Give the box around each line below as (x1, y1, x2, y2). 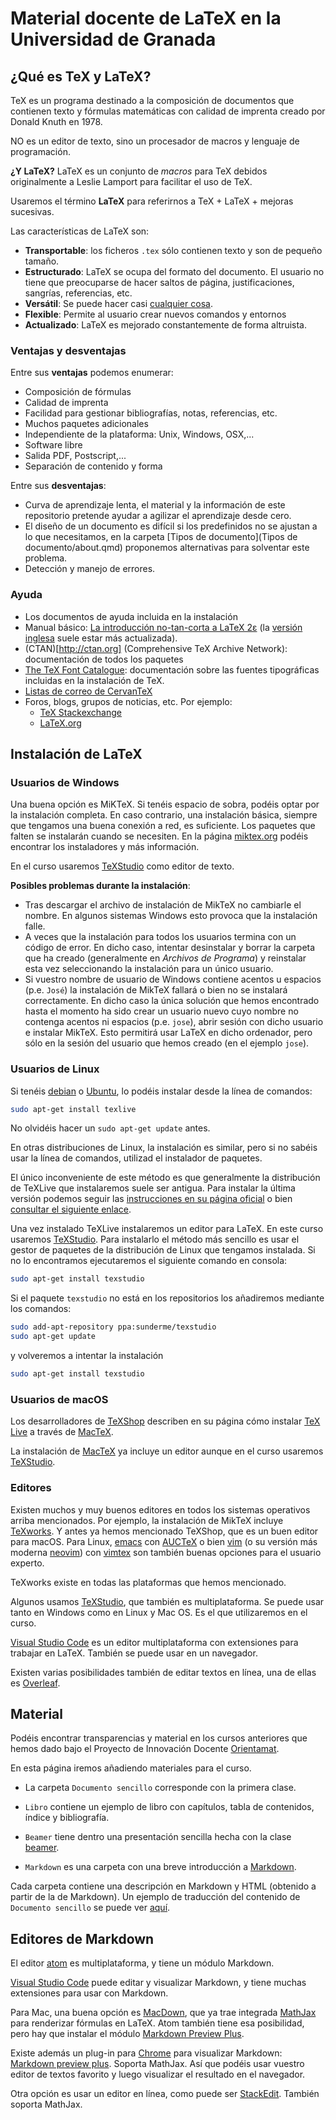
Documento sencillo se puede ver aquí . (10, 1902, 171, 1914)
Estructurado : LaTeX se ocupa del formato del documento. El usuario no (24, 266, 325, 277)
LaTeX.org (39, 717, 82, 729)
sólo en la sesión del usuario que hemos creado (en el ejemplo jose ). (24, 1037, 310, 1049)
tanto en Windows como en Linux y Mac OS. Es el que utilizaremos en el (10, 1606, 308, 1618)
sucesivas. (10, 206, 55, 217)
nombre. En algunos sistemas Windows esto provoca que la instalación (24, 910, 318, 922)
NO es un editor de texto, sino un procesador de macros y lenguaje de (10, 135, 300, 147)
